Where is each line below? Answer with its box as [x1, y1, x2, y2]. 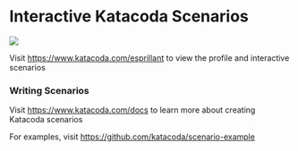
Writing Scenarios [9, 84, 89, 96]
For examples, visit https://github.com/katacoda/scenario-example [9, 131, 255, 142]
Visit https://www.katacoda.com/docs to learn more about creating [9, 105, 256, 115]
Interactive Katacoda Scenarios [9, 6, 249, 27]
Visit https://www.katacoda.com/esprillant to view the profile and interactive [9, 52, 290, 63]
